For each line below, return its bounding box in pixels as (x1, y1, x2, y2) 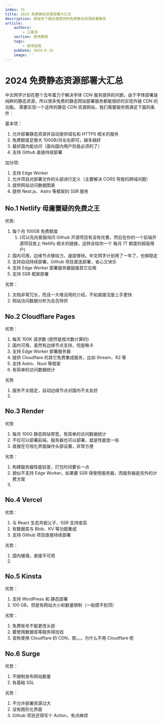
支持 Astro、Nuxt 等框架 (12, 361, 61, 366)
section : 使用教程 (14, 35, 48, 40)
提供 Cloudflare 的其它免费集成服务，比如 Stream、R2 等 (12, 354, 126, 360)
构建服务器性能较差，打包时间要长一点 (12, 464, 89, 470)
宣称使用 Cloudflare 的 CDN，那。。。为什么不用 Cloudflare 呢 (12, 635, 134, 641)
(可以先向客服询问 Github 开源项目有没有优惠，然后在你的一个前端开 (19, 235, 157, 241)
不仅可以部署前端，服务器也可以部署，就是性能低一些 (12, 437, 120, 443)
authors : (14, 25, 32, 30)
